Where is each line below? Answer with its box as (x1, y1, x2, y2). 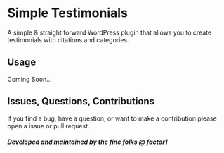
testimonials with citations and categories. (7, 35, 129, 44)
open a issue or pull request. (7, 121, 90, 130)
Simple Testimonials (7, 5, 128, 21)
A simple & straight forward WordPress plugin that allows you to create (7, 28, 212, 37)
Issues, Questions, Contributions (7, 95, 155, 107)
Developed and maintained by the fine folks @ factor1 (7, 137, 168, 146)
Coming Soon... (7, 75, 53, 83)
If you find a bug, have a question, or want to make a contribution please (7, 114, 218, 123)
